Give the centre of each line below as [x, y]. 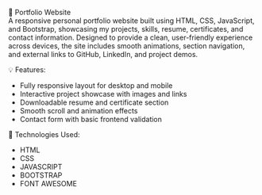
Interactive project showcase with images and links [103, 94]
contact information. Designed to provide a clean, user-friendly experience [131, 37]
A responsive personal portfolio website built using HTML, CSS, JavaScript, [132, 21]
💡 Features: [27, 70]
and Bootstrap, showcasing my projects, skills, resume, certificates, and [126, 29]
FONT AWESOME [48, 184]
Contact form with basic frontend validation [91, 119]
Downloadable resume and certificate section [94, 102]
